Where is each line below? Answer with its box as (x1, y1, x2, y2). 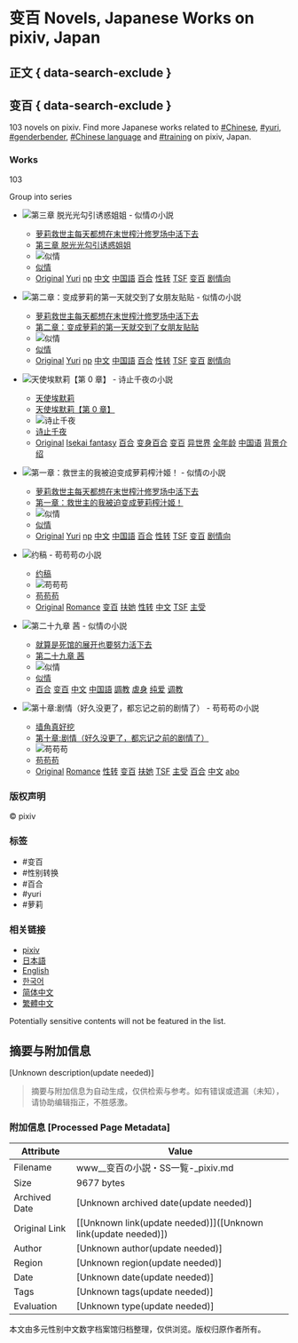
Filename (13, 1161, 52, 1173)
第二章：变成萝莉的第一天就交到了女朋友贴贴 (35, 322, 200, 332)
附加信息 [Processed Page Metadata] (9, 1121, 170, 1133)
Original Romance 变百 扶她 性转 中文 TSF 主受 (35, 601, 207, 612)
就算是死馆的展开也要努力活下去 (35, 639, 153, 649)
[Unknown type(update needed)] (76, 1299, 215, 1312)
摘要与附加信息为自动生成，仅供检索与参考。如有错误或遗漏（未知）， (30, 1085, 284, 1097)
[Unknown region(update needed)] (76, 1256, 223, 1268)
